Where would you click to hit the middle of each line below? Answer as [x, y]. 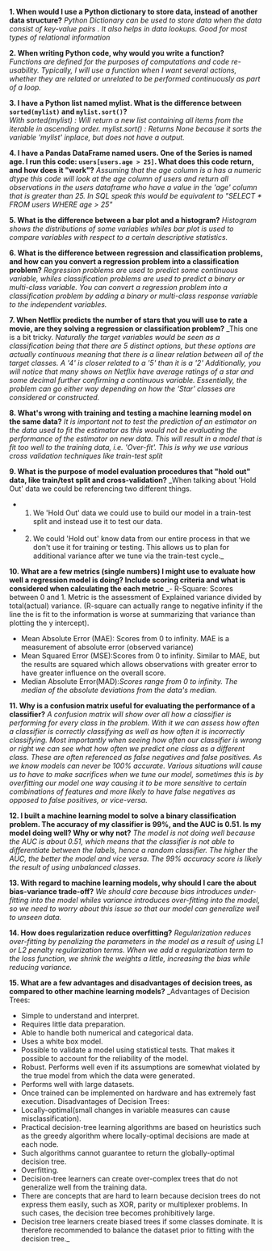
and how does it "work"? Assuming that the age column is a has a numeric [135, 170]
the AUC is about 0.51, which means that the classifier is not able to [122, 842]
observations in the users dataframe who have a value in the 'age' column [133, 187]
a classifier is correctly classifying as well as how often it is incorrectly [127, 731]
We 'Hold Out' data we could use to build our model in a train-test [142, 513]
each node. [40, 1144]
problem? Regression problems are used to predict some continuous [124, 270]
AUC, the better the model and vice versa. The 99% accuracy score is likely [136, 858]
